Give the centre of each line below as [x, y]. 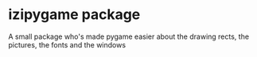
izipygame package [74, 15]
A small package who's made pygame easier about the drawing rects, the [128, 36]
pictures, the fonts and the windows [67, 44]
